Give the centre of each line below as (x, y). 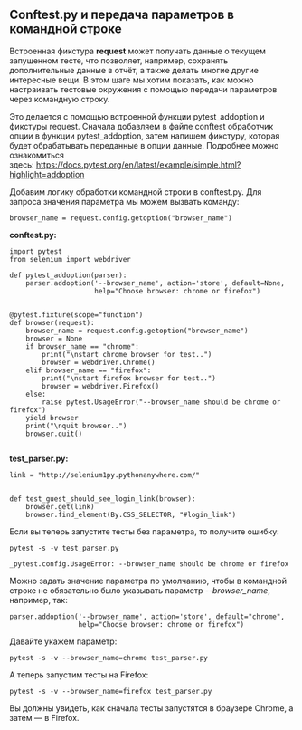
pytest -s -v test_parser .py (64, 548)
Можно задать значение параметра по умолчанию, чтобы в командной (148, 581)
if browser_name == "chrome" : (83, 346)
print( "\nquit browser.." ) (76, 426)
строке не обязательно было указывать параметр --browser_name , (140, 590)
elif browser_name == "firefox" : (89, 370)
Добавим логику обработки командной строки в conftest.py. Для (136, 192)
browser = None (54, 339)
